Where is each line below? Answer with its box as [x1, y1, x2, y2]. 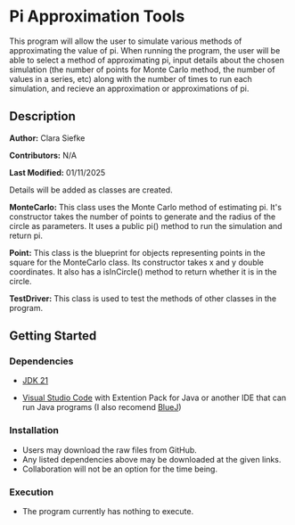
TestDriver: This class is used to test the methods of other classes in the [9, 292, 277, 304]
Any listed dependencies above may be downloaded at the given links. [21, 454, 282, 464]
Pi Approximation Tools [9, 6, 185, 27]
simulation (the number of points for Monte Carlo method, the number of [9, 64, 275, 75]
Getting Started [9, 328, 97, 344]
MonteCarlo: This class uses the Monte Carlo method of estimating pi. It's [9, 201, 283, 212]
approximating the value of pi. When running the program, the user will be [9, 45, 281, 55]
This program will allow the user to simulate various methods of [9, 36, 242, 46]
